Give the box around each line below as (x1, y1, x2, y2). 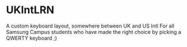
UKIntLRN (6, 3, 54, 17)
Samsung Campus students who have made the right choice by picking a (6, 28, 182, 35)
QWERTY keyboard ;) (6, 34, 57, 41)
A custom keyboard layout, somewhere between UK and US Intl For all (6, 22, 175, 29)
